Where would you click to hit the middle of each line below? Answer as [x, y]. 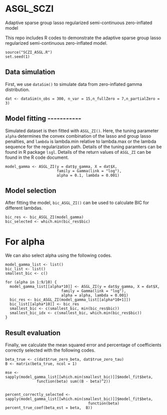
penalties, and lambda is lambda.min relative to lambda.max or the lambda [81, 141]
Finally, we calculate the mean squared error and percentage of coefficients [83, 345]
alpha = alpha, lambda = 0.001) [94, 295]
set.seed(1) [17, 57]
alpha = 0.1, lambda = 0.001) [88, 175]
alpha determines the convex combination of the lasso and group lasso [78, 136]
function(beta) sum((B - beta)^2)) [74, 382]
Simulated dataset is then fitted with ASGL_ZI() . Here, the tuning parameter [82, 131]
